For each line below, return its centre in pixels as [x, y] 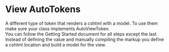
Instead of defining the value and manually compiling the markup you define [85, 39]
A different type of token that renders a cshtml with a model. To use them [81, 23]
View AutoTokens [43, 9]
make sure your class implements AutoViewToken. [58, 28]
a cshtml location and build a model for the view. [56, 44]
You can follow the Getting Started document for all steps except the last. [81, 34]
